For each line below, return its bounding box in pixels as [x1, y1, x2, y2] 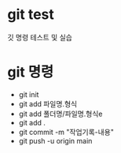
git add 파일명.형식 [18, 99, 78, 108]
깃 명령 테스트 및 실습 [7, 32, 72, 42]
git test [7, 6, 54, 24]
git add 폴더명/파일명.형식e [18, 109, 103, 118]
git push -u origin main [18, 136, 93, 145]
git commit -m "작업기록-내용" [18, 127, 115, 136]
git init [18, 89, 39, 99]
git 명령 [7, 63, 54, 81]
